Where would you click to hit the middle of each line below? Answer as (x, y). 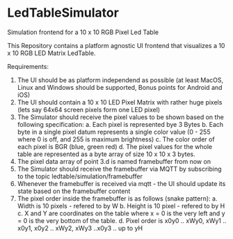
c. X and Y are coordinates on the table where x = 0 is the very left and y (121, 213)
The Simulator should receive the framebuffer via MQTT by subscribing (119, 169)
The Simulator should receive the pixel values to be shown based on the (120, 117)
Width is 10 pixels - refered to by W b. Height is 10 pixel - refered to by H (121, 206)
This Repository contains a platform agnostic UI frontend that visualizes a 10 (116, 45)
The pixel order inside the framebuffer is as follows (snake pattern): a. (117, 198)
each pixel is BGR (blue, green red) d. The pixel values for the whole (115, 146)
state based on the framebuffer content (74, 191)
